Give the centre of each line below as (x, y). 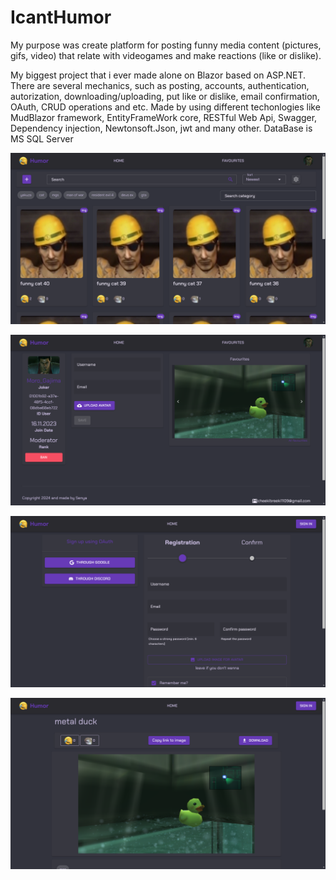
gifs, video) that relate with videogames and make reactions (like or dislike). (166, 55)
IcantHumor (61, 17)
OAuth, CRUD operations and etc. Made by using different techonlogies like (165, 107)
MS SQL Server (42, 138)
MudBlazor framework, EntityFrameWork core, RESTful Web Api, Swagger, (164, 117)
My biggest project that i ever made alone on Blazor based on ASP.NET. (158, 75)
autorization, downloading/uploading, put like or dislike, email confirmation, (165, 96)
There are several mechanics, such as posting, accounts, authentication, (160, 85)
